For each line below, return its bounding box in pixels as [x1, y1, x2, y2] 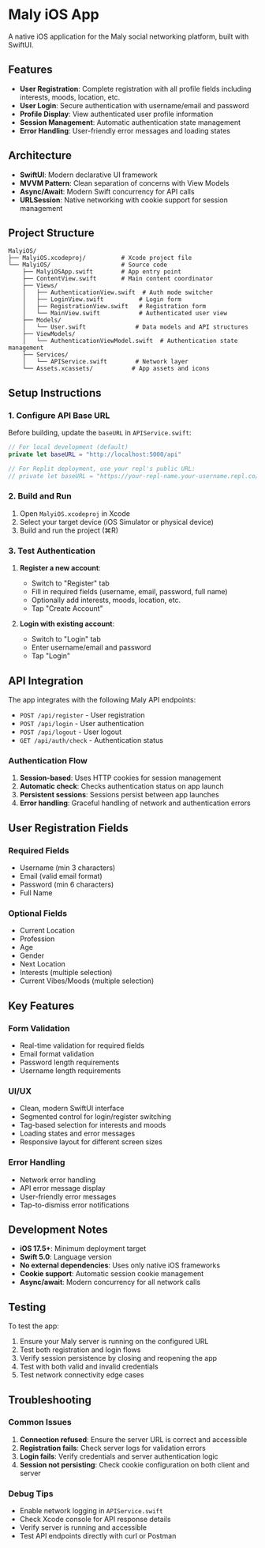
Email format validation [19, 1049, 95, 1058]
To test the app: [8, 1321, 59, 1331]
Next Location [19, 959, 65, 969]
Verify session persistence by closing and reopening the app [19, 1354, 218, 1363]
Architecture [8, 149, 73, 163]
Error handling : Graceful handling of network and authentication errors [19, 798, 251, 808]
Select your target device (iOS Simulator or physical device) [19, 517, 215, 526]
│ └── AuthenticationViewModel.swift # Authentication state [22, 337, 238, 345]
